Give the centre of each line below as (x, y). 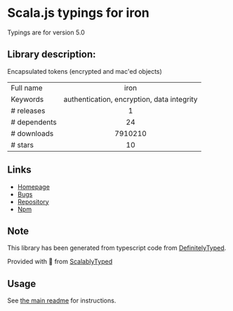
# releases (28, 110)
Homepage (34, 187)
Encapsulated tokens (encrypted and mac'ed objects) (85, 71)
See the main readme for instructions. (62, 300)
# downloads (32, 133)
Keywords (27, 99)
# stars (22, 145)
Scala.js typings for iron (78, 13)
